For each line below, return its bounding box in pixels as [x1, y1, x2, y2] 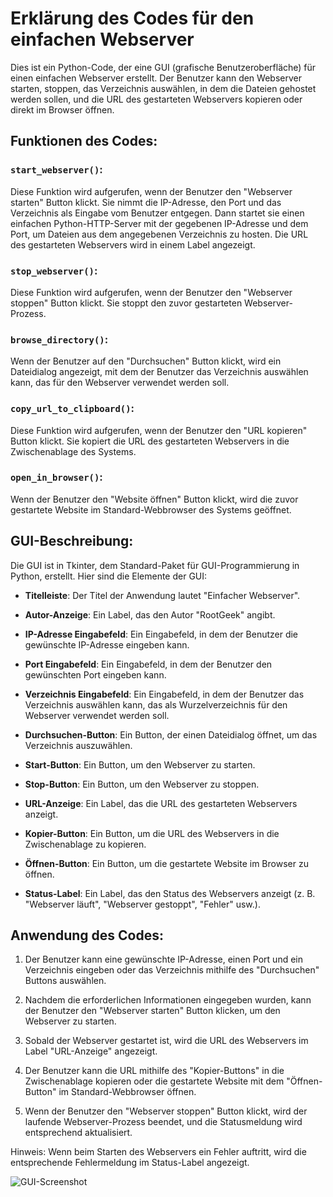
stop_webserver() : [10, 263, 98, 277]
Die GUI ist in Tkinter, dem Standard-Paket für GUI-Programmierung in [10, 559, 300, 571]
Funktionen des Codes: [10, 133, 158, 150]
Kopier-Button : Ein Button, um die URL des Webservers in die [24, 827, 280, 839]
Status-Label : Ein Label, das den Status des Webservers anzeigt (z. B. [24, 887, 316, 899]
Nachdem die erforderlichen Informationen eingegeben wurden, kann [24, 994, 312, 1006]
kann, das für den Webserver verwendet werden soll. [10, 377, 230, 389]
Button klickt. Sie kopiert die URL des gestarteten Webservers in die [10, 435, 290, 447]
